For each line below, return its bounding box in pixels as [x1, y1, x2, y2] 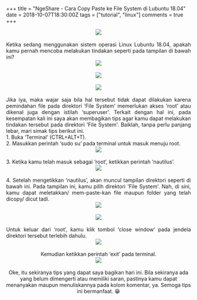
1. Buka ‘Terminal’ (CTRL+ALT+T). [6, 134, 87, 141]
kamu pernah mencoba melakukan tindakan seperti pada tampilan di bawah [6, 47, 191, 54]
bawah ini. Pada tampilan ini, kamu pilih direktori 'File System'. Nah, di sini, [6, 183, 191, 190]
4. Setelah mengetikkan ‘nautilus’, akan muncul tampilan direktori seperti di [6, 176, 191, 184]
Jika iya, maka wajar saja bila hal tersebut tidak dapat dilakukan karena [6, 96, 191, 103]
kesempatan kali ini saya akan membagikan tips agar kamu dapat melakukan [6, 115, 191, 122]
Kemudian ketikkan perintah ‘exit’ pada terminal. [40, 251, 157, 258]
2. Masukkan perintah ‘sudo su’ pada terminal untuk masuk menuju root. [6, 140, 181, 146]
